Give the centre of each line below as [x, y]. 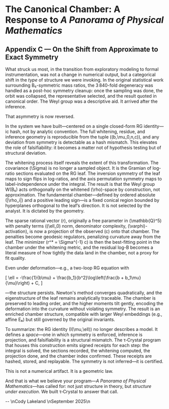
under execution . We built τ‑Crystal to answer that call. [62, 392]
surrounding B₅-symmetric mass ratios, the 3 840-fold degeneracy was [79, 85]
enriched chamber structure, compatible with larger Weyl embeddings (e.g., [84, 314]
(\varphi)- [137, 226]
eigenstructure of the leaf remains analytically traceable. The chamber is [80, 298]
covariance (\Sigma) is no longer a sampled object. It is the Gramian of [78, 168]
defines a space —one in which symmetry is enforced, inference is [74, 334]
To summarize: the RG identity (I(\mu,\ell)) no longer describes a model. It [81, 329]
